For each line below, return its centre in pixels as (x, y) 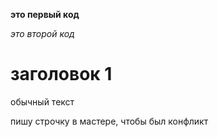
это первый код (45, 14)
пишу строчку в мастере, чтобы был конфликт (109, 121)
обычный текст (42, 101)
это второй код (42, 33)
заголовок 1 (61, 74)
